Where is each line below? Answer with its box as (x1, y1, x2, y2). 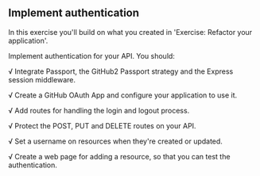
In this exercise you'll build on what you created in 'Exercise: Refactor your (8, 27, 253, 36)
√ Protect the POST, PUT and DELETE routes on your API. (8, 121, 196, 130)
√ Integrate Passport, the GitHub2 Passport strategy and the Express (8, 67, 234, 76)
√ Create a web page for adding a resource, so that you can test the (8, 151, 231, 161)
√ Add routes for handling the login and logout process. (8, 105, 190, 115)
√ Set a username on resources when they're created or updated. (8, 136, 223, 146)
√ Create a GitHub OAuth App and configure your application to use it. (8, 90, 238, 100)
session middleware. (8, 75, 76, 84)
